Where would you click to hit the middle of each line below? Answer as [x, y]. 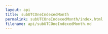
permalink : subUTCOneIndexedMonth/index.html [54, 19]
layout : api [18, 10]
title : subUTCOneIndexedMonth [37, 14]
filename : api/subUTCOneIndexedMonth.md [49, 24]
